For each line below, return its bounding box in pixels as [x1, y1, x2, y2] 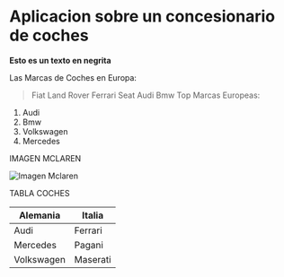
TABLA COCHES [9, 187, 70, 198]
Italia [82, 209, 104, 221]
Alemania [19, 209, 61, 221]
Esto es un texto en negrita [9, 55, 111, 65]
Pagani [74, 238, 103, 251]
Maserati [74, 253, 111, 265]
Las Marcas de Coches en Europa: [9, 72, 138, 82]
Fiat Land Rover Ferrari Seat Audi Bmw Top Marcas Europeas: [31, 90, 261, 100]
